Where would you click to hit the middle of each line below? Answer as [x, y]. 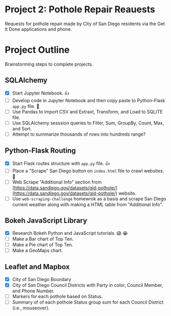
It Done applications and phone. [38, 29]
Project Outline [37, 50]
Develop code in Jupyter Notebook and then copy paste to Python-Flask [89, 100]
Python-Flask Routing [40, 151]
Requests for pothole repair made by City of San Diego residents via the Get [85, 24]
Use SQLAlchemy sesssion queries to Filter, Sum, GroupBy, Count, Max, [88, 123]
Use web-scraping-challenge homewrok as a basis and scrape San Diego [89, 198]
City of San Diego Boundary [42, 279]
